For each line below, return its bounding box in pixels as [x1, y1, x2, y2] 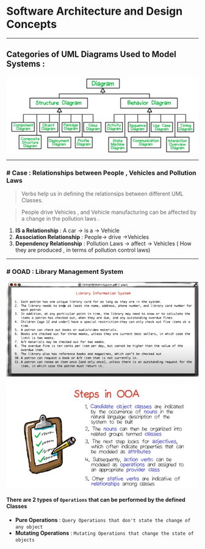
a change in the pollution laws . [21, 215, 99, 222]
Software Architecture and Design [6, 4, 183, 18]
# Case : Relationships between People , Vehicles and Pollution [6, 168, 196, 177]
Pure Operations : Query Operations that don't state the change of [15, 517, 191, 524]
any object [15, 524, 43, 531]
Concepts [6, 17, 57, 31]
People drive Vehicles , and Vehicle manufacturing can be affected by [21, 208, 197, 216]
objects [15, 537, 35, 543]
